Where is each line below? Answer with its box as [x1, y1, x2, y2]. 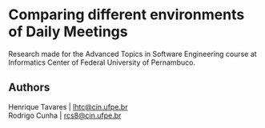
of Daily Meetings [8, 22, 128, 41]
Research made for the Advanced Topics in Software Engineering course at [8, 49, 258, 58]
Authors [8, 81, 50, 94]
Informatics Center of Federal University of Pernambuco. [8, 58, 196, 67]
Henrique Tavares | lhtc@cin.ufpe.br [8, 102, 128, 111]
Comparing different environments [8, 6, 245, 24]
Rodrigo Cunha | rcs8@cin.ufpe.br [8, 110, 122, 120]
